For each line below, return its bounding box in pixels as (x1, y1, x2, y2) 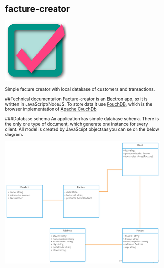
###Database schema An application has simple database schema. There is (5, 115, 159, 121)
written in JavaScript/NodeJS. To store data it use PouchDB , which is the (5, 101, 153, 107)
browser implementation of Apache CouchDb (5, 106, 97, 112)
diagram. (5, 131, 23, 137)
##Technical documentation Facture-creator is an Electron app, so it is (5, 96, 148, 102)
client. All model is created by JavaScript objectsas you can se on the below (5, 126, 159, 132)
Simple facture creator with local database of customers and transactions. (5, 86, 155, 92)
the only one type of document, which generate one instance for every (5, 121, 148, 127)
